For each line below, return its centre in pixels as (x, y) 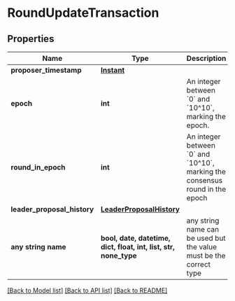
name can (202, 229)
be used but (206, 238)
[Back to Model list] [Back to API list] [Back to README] (87, 290)
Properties (31, 39)
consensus (204, 180)
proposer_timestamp (46, 70)
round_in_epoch (38, 167)
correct (199, 264)
